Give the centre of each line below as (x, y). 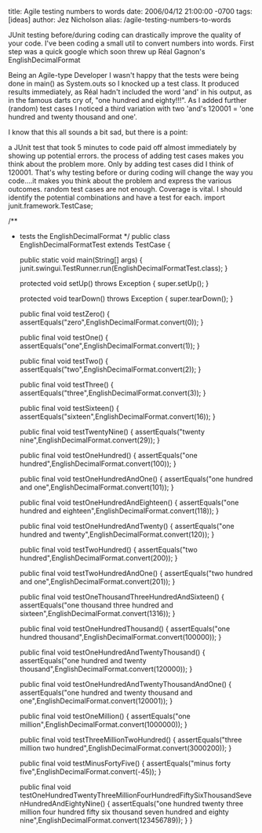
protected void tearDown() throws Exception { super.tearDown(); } (126, 299)
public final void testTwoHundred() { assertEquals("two (108, 550)
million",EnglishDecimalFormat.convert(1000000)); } (104, 725)
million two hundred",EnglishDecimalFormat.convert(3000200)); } (126, 748)
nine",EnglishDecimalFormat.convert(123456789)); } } (106, 820)
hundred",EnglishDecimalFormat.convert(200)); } (98, 558)
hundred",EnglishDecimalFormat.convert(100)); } (98, 464)
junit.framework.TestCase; (51, 206)
